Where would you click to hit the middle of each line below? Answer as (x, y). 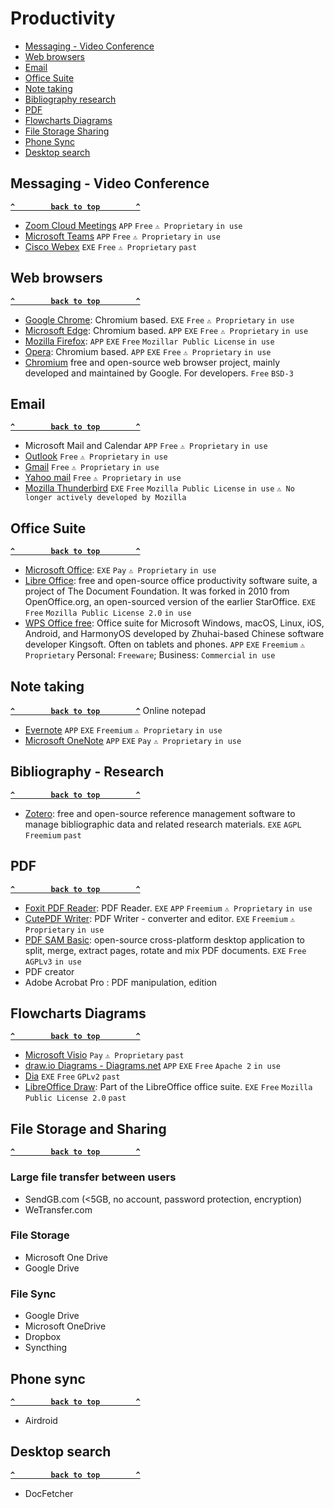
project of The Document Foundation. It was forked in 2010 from (157, 591)
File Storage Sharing (67, 131)
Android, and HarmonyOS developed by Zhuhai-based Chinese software (174, 634)
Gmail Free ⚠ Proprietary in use (92, 467)
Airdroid (41, 1420)
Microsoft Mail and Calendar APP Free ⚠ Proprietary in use (146, 446)
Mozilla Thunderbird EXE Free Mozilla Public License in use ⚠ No (159, 488)
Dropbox (43, 1337)
